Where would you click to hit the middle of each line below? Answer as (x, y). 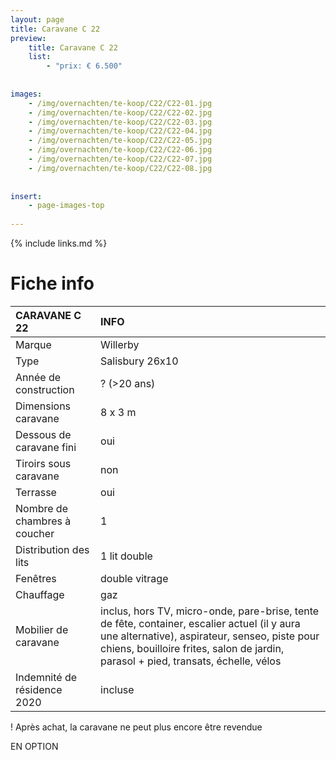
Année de (38, 377)
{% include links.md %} (59, 243)
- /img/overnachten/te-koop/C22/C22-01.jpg (120, 103)
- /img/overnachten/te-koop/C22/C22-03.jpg (120, 122)
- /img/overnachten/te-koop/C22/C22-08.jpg (120, 168)
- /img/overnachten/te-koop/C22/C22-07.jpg (120, 159)
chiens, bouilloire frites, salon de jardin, (192, 648)
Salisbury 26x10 (139, 361)
